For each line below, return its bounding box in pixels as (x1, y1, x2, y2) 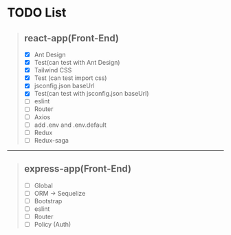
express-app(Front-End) (23, 163, 132, 175)
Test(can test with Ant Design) (34, 59, 120, 67)
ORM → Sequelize (34, 189, 86, 197)
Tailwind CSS (34, 66, 72, 74)
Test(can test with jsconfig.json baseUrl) (34, 90, 149, 98)
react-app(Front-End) (23, 32, 119, 44)
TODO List (7, 5, 67, 21)
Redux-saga (34, 136, 69, 144)
